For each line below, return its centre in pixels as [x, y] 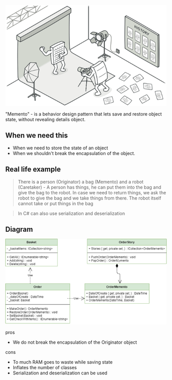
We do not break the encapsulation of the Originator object [75, 342]
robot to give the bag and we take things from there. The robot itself [89, 198]
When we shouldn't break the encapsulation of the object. [74, 153]
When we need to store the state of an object [60, 148]
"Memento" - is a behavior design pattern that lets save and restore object [84, 114]
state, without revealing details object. [46, 119]
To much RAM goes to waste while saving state [62, 362]
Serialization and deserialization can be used [60, 373]
